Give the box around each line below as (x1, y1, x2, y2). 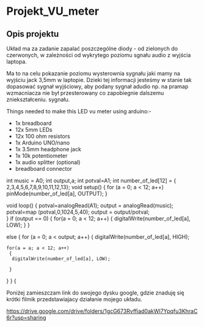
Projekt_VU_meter (6, 4, 100, 18)
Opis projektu (6, 29, 59, 39)
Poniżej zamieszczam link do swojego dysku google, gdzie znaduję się (6, 289, 184, 296)
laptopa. (6, 58, 27, 65)
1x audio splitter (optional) (15, 159, 81, 166)
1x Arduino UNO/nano (15, 139, 70, 146)
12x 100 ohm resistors (15, 133, 70, 140)
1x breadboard (15, 119, 52, 127)
